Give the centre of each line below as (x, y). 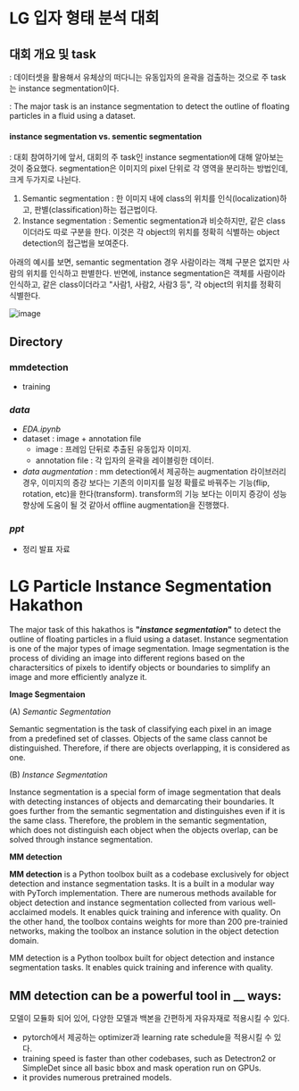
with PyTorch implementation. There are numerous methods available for (143, 894)
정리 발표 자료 (46, 550)
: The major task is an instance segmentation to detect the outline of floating (149, 106)
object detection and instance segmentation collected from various (133, 902)
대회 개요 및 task (53, 54)
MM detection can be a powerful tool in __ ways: (145, 996)
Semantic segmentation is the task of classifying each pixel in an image (141, 729)
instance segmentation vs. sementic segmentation (106, 136)
